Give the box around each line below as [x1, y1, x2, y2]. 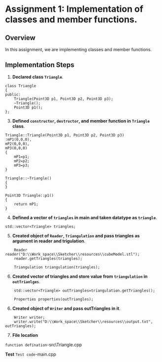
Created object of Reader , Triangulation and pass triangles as [12, 232, 140, 238]
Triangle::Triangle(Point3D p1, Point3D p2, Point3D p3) [5, 132, 125, 137]
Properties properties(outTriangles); [14, 296, 94, 301]
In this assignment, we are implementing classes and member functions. [5, 47, 152, 52]
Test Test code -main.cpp [5, 351, 57, 357]
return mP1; [14, 201, 38, 206]
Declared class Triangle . [12, 74, 64, 80]
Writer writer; [14, 315, 45, 320]
